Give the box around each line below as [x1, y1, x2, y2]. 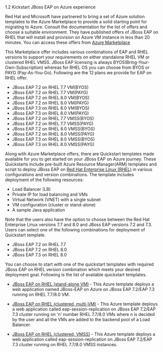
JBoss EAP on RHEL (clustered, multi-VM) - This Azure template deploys [12, 301, 158, 307]
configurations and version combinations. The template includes [5, 172, 134, 177]
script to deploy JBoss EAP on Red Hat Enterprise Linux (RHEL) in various [5, 166, 152, 172]
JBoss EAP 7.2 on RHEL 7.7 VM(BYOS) [12, 84, 89, 90]
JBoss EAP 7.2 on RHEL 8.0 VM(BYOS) [12, 95, 90, 101]
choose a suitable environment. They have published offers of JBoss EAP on [5, 29, 159, 35]
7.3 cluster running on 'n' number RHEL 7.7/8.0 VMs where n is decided [12, 311, 155, 317]
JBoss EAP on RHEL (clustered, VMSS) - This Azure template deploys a [12, 331, 156, 337]
